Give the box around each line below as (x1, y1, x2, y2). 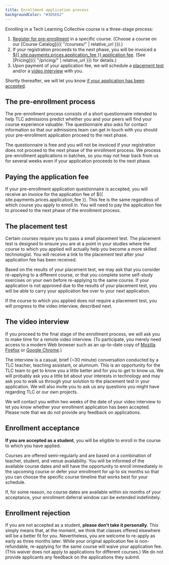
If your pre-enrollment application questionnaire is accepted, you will (5, 186, 148, 192)
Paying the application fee (5, 172, 89, 181)
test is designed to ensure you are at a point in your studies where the (5, 240, 150, 247)
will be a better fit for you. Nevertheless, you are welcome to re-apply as (5, 533, 155, 539)
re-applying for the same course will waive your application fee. (30, 543, 162, 549)
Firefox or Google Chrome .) (5, 347, 62, 353)
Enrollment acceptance (5, 424, 80, 433)
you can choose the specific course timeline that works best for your (5, 474, 148, 480)
